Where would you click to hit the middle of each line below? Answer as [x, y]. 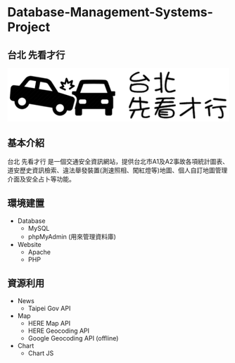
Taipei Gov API [49, 308]
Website [30, 244]
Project [29, 27]
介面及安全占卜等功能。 [41, 179]
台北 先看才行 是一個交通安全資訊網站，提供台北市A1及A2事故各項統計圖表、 [118, 161]
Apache [39, 252]
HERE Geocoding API [59, 331]
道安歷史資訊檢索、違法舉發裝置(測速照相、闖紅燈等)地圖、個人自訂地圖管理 [118, 170]
